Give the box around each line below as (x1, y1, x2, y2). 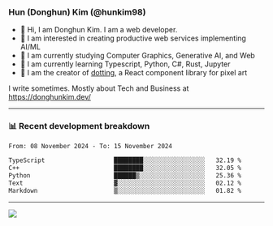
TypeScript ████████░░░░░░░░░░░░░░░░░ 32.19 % (8, 156, 242, 164)
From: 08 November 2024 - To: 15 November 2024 (8, 142, 173, 150)
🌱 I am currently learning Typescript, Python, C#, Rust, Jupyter (19, 59, 231, 69)
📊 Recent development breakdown (8, 121, 150, 132)
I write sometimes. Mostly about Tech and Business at (8, 83, 189, 93)
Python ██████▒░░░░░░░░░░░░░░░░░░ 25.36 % (8, 172, 242, 180)
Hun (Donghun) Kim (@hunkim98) (8, 6, 146, 18)
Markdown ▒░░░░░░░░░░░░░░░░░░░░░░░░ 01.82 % (8, 186, 242, 194)
